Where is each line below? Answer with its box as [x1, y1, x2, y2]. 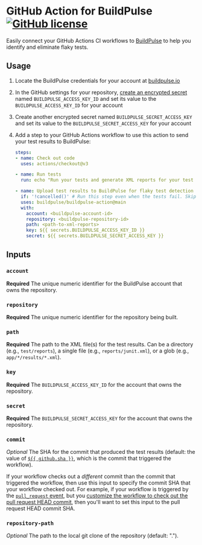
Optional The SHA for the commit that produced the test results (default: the [6, 448, 195, 456]
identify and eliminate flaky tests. [6, 43, 89, 51]
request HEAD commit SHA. [6, 505, 75, 512]
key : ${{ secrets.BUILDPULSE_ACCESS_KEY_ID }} [26, 228, 145, 234]
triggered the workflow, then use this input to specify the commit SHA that [6, 479, 191, 486]
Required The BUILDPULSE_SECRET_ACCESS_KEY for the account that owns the [6, 415, 193, 422]
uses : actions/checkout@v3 [21, 161, 89, 167]
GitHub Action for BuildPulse [6, 4, 153, 18]
